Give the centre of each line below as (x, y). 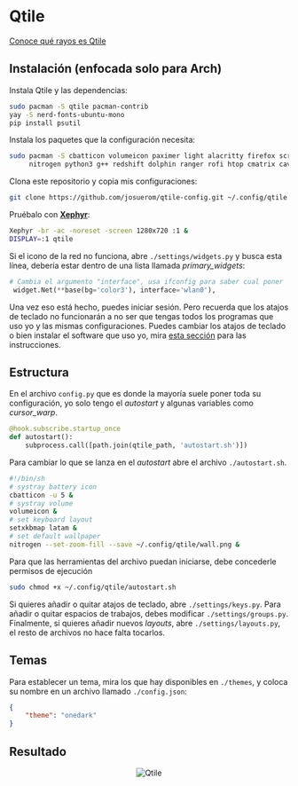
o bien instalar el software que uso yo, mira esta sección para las (128, 335)
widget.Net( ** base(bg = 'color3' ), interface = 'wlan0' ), (114, 290)
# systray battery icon (53, 487)
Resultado (38, 751)
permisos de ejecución (51, 570)
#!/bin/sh (27, 478)
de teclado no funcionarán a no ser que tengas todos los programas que (141, 316)
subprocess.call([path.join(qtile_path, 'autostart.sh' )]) (137, 445)
